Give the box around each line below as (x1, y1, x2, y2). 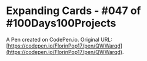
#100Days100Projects (6, 16, 116, 30)
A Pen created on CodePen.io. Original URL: (6, 36, 113, 43)
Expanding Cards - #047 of (6, 4, 141, 18)
